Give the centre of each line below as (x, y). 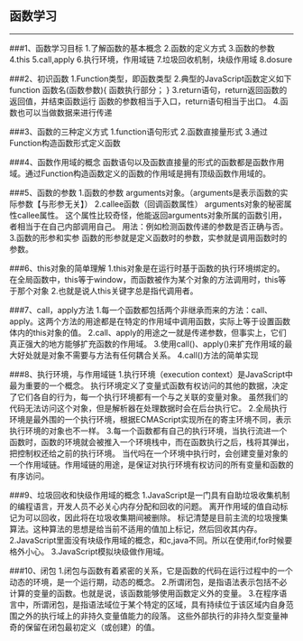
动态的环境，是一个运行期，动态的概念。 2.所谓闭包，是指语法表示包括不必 (148, 581)
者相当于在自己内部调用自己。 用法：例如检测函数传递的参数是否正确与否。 (149, 226)
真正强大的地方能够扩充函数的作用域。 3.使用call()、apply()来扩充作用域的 (147, 344)
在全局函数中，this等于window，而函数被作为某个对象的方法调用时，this (144, 279)
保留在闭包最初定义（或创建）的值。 (92, 627)
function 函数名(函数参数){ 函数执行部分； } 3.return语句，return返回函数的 (148, 89)
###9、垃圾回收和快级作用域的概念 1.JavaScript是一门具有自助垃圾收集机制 (150, 495)
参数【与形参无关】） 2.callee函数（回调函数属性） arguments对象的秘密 (150, 204)
